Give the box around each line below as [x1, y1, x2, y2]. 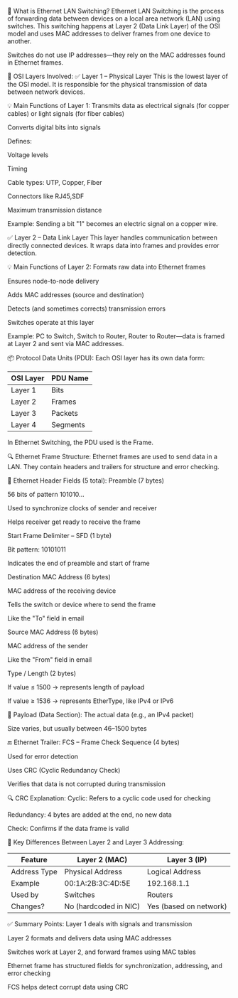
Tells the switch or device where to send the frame [7, 601, 156, 608]
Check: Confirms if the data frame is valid [7, 825, 129, 832]
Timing [7, 164, 28, 173]
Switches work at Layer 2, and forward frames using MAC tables [7, 948, 197, 956]
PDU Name [51, 373, 89, 383]
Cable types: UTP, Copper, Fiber [7, 178, 102, 186]
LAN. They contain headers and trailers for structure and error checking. [7, 463, 220, 471]
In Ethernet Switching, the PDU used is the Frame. [7, 438, 154, 446]
